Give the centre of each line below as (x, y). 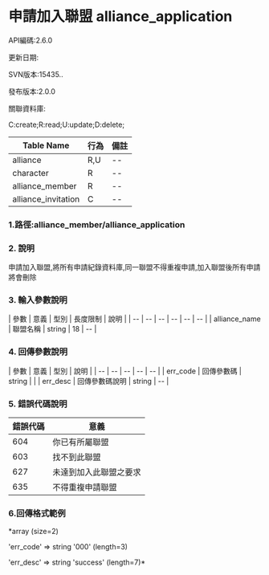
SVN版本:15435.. (36, 74)
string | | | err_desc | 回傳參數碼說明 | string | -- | (89, 381)
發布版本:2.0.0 (32, 91)
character (31, 173)
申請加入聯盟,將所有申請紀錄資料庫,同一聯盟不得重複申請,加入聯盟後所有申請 (134, 267)
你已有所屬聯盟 (81, 442)
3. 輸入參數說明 (38, 300)
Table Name (46, 145)
